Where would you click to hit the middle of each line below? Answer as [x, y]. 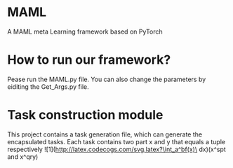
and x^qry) [23, 156]
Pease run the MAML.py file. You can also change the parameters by [107, 79]
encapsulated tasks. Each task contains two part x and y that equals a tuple [116, 141]
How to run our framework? [89, 60]
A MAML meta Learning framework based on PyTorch [85, 31]
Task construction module [85, 115]
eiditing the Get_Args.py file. [48, 86]
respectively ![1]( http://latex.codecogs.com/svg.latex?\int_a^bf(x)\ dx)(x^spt [116, 149]
